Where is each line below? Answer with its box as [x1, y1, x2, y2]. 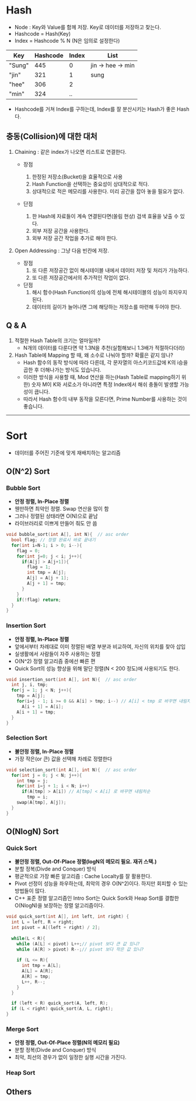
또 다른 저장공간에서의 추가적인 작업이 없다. [32, 274, 130, 281]
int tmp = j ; [16, 777, 48, 784]
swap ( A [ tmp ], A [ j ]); [16, 800, 66, 806]
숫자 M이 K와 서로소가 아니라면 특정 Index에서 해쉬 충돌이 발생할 [31, 381, 179, 388]
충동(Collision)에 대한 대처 [6, 132, 97, 142]
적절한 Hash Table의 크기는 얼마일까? [14, 337, 101, 344]
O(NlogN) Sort [6, 827, 60, 837]
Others [6, 1086, 32, 1097]
